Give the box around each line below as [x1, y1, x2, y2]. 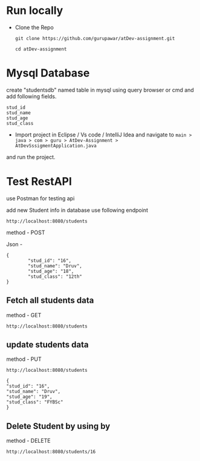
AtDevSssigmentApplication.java [15, 143, 97, 149]
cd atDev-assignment [15, 46, 67, 52]
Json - [6, 240, 23, 247]
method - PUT [6, 355, 42, 363]
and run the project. [6, 153, 56, 161]
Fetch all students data [6, 295, 94, 306]
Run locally [6, 4, 63, 18]
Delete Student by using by [6, 421, 111, 431]
